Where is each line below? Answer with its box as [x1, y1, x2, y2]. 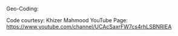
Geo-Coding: [6, 5, 39, 12]
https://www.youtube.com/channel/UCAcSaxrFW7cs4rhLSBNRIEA [6, 23, 172, 30]
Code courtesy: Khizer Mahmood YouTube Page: [6, 17, 128, 23]
